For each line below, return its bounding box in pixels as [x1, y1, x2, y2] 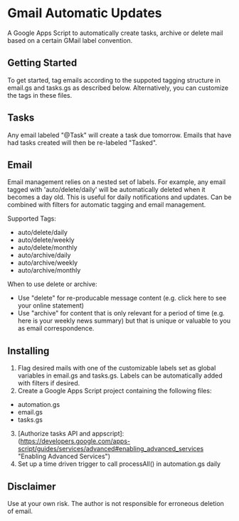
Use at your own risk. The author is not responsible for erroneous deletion [7, 500, 224, 507]
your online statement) [17, 301, 84, 310]
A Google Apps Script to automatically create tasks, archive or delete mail [7, 29, 223, 37]
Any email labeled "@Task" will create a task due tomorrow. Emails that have [7, 131, 232, 139]
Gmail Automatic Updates [7, 5, 162, 21]
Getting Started [7, 57, 78, 69]
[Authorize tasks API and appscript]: [17, 430, 124, 438]
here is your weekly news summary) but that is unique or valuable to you [17, 316, 231, 325]
